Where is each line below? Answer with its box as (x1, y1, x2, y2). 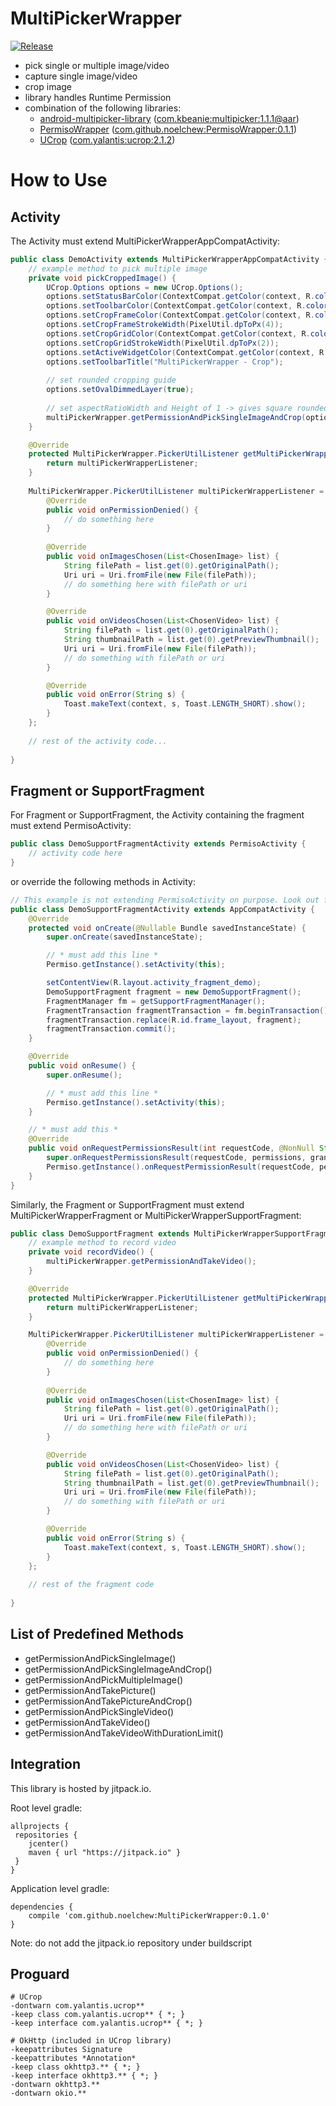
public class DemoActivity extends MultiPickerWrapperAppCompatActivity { (10, 254, 329, 264)
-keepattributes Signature (10, 2045, 123, 2055)
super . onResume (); (46, 1070, 123, 1080)
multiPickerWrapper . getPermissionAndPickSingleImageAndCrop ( (46, 412, 307, 422)
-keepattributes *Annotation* (10, 2053, 137, 2064)
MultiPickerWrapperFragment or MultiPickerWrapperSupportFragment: (10, 1209, 302, 1221)
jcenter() (28, 1838, 70, 1849)
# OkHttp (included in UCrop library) (10, 2036, 172, 2046)
